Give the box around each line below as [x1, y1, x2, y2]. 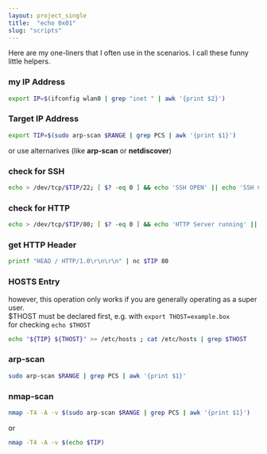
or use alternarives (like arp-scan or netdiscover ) [8, 146, 172, 155]
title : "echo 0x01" [8, 19, 77, 27]
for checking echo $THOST [8, 320, 91, 329]
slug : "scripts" [8, 26, 62, 34]
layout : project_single [8, 11, 87, 20]
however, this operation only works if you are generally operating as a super [8, 294, 257, 304]
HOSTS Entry [8, 276, 60, 287]
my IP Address [8, 76, 66, 87]
